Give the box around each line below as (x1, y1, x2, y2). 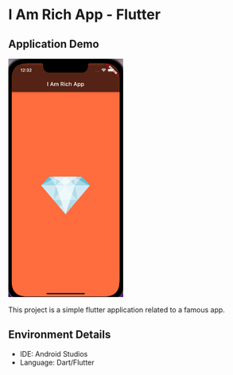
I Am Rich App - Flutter (8, 6, 161, 24)
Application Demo (8, 37, 99, 51)
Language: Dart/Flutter (19, 358, 95, 367)
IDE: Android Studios (19, 349, 88, 358)
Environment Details (8, 328, 111, 342)
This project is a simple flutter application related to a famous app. (8, 305, 225, 315)
